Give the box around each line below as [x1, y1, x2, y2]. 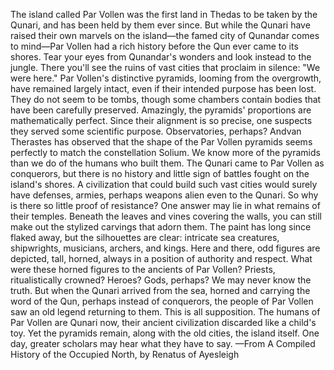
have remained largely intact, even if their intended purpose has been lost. [10, 83, 317, 94]
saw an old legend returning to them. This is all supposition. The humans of [10, 306, 321, 318]
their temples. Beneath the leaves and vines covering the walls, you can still [10, 210, 323, 222]
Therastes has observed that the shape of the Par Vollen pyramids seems [10, 136, 313, 148]
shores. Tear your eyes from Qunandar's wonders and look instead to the [10, 51, 312, 63]
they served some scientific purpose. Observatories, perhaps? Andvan [10, 125, 302, 137]
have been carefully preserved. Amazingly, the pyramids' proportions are [10, 104, 312, 116]
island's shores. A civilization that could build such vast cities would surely [10, 179, 318, 190]
